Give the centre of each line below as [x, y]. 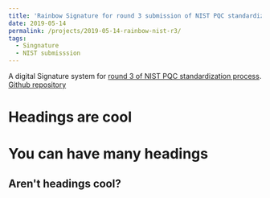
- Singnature [37, 46]
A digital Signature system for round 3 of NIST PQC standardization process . [135, 76]
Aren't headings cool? [65, 183]
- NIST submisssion [48, 53]
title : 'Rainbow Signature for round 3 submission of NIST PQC [117, 16]
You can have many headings [108, 154]
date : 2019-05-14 [37, 23]
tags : [17, 38]
